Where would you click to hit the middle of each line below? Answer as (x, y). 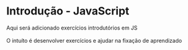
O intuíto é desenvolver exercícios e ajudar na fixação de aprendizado (94, 40)
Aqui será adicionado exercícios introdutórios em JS (72, 28)
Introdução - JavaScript (68, 11)
